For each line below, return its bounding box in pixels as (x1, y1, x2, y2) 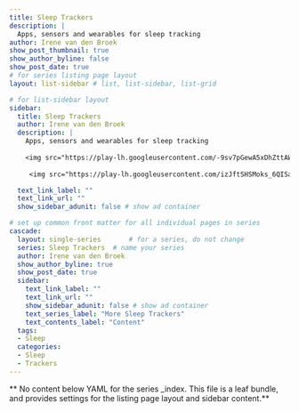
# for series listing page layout (9, 71, 138, 80)
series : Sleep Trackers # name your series (17, 243, 185, 252)
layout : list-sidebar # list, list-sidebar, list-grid (9, 79, 217, 88)
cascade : (9, 227, 42, 236)
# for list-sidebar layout (9, 95, 109, 104)
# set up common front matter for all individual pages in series (9, 219, 261, 228)
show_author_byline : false (9, 54, 109, 63)
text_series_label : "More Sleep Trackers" (25, 309, 185, 319)
